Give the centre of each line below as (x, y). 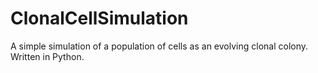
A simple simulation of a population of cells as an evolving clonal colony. (159, 46)
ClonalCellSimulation (99, 18)
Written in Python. (47, 56)
